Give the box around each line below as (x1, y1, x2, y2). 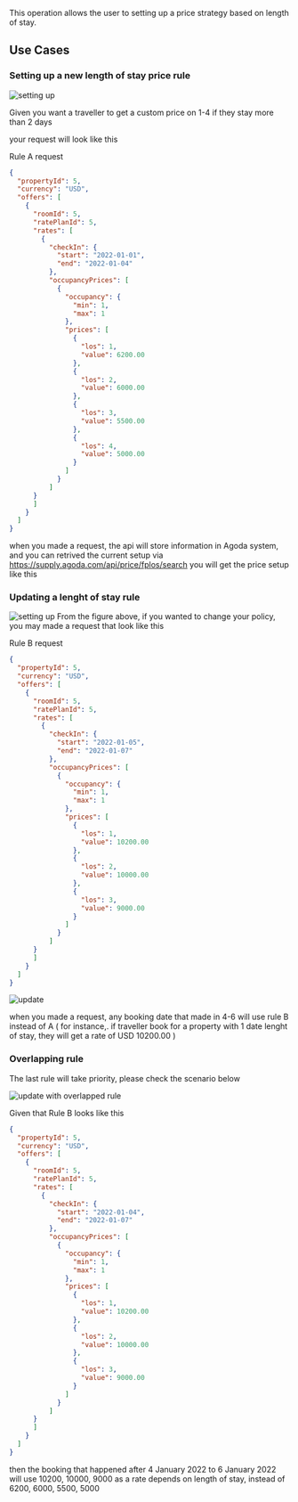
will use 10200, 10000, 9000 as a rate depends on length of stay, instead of (9, 1473, 286, 1484)
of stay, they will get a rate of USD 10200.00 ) (9, 1031, 176, 1041)
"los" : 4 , (80, 441, 117, 451)
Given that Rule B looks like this (9, 1107, 125, 1118)
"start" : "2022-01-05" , (56, 739, 145, 747)
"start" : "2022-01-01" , (56, 251, 145, 260)
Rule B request (9, 638, 64, 649)
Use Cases (9, 43, 70, 58)
